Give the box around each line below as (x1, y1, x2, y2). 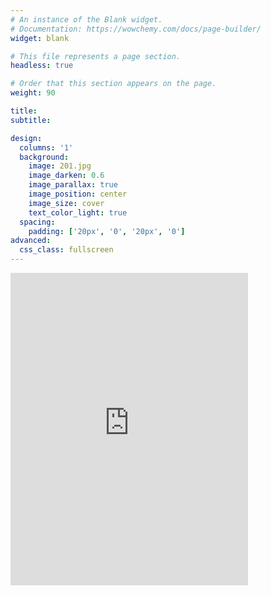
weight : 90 (10, 88, 56, 98)
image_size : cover (28, 198, 105, 208)
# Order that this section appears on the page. (10, 79, 217, 89)
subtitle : (10, 115, 52, 125)
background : (19, 152, 70, 162)
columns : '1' (19, 142, 74, 153)
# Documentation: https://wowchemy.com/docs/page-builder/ (10, 24, 262, 34)
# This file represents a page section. (10, 51, 182, 61)
